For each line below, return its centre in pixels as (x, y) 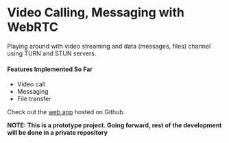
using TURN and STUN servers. (52, 53)
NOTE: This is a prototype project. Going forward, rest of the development (114, 125)
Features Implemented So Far (50, 69)
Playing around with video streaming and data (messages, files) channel (109, 46)
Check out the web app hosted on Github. (66, 112)
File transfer (34, 99)
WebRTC (33, 27)
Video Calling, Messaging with (96, 13)
